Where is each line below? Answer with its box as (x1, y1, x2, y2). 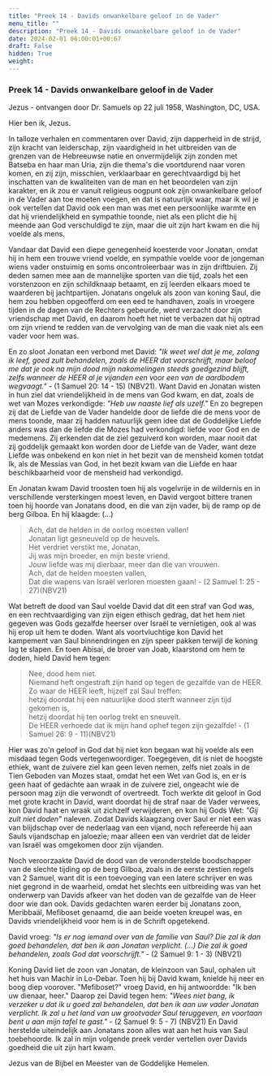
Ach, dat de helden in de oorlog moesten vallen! (28, 525, 189, 535)
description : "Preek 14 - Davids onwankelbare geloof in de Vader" (8, 27, 242, 35)
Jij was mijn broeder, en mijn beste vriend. (28, 551, 171, 561)
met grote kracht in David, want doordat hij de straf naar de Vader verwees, (8, 797, 261, 807)
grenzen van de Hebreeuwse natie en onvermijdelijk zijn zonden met (8, 151, 238, 161)
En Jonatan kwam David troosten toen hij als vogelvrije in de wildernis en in (8, 484, 261, 493)
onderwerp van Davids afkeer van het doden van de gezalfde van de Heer (8, 891, 257, 900)
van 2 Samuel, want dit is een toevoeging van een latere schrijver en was (8, 873, 253, 883)
